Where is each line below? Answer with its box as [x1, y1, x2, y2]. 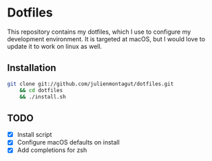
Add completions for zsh [17, 146, 87, 154]
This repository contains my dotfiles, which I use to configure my [7, 28, 191, 36]
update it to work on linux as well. [7, 42, 103, 50]
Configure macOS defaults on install [17, 138, 120, 147]
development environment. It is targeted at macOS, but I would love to [7, 34, 205, 43]
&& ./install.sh [19, 93, 67, 100]
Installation [7, 62, 56, 74]
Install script [17, 131, 52, 139]
